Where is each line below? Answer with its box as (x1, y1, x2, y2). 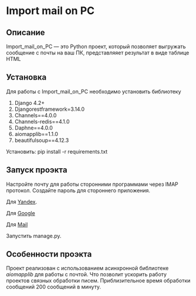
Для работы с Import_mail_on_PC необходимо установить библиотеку (6, 88, 181, 95)
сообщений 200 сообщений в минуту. (6, 283, 102, 291)
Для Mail (6, 221, 28, 228)
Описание (6, 28, 45, 38)
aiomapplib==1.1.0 (14, 130, 59, 137)
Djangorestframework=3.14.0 (14, 106, 85, 113)
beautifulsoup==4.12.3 (14, 137, 69, 144)
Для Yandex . (6, 198, 37, 205)
